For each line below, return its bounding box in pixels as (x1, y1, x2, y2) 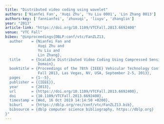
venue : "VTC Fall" (5, 30, 42, 35)
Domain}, (38, 62, 56, 66)
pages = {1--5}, (9, 75, 51, 80)
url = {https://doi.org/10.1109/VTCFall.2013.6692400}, (9, 89, 139, 94)
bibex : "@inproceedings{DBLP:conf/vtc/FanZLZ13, (5, 35, 106, 40)
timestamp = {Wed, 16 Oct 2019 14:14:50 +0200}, (9, 98, 110, 103)
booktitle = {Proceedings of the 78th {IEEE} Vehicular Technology (9, 66, 150, 71)
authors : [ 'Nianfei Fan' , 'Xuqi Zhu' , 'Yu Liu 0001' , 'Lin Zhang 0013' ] (5, 12, 156, 17)
